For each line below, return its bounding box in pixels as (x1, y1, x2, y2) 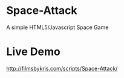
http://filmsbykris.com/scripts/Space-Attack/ (6, 65, 118, 72)
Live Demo (6, 45, 60, 59)
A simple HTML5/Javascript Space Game (6, 24, 109, 31)
